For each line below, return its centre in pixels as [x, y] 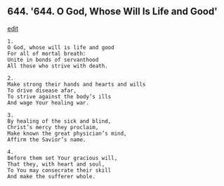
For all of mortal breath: [47, 53]
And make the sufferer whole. [52, 176]
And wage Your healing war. [48, 102]
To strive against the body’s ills [59, 97]
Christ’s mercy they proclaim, [53, 127]
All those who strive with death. [58, 66]
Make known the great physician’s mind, [67, 133]
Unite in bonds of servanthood [53, 60]
